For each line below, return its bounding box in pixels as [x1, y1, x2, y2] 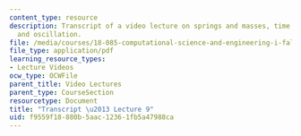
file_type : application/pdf [9, 47, 115, 55]
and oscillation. [17, 30, 82, 38]
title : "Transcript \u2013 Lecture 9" [9, 105, 154, 114]
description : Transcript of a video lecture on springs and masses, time [9, 21, 291, 30]
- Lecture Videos [9, 64, 74, 72]
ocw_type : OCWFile [9, 72, 78, 81]
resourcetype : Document [9, 96, 99, 106]
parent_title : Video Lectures [9, 80, 123, 89]
